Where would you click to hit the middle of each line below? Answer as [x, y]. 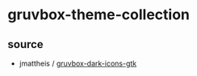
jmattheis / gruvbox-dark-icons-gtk [78, 63]
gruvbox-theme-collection [99, 15]
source [25, 44]
